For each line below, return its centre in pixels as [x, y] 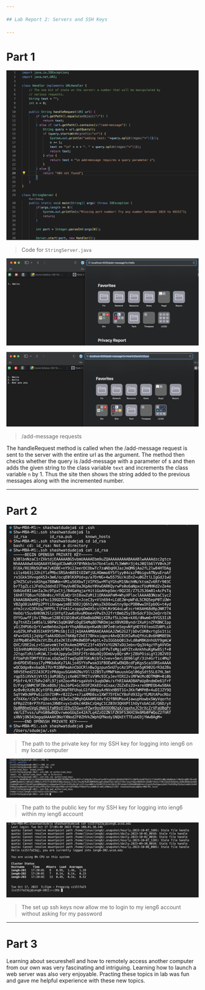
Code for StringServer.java [56, 249]
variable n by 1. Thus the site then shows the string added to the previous [98, 475]
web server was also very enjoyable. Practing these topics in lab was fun [98, 974]
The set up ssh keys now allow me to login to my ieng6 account [101, 907]
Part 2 [22, 511]
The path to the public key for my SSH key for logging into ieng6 [102, 807]
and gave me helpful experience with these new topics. [76, 980]
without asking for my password [62, 914]
